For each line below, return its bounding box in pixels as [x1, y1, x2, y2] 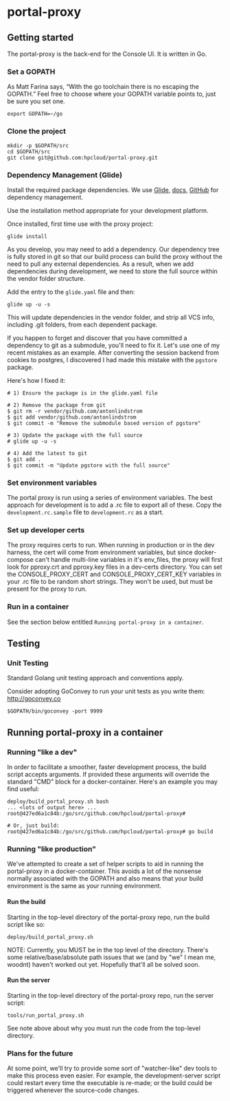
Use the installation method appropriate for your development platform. [7, 206, 209, 214]
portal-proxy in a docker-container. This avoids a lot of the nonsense [7, 867, 202, 875]
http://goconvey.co [7, 695, 61, 703]
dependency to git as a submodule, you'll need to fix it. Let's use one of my [7, 341, 220, 349]
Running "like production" [7, 844, 96, 854]
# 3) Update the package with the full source [7, 432, 143, 439]
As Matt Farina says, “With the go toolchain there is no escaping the [7, 83, 199, 91]
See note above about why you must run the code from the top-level [7, 1024, 201, 1032]
